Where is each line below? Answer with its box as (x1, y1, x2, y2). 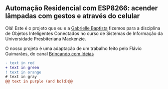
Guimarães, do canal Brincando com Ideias (5, 50, 94, 56)
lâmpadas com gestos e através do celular (5, 12, 140, 20)
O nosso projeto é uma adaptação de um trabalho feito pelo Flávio (5, 45, 142, 51)
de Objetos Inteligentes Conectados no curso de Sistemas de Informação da (5, 30, 163, 36)
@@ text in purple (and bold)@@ (5, 79, 73, 84)
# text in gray (5, 74, 37, 79)
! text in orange (5, 69, 42, 74)
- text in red (5, 60, 35, 65)
